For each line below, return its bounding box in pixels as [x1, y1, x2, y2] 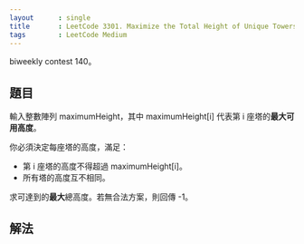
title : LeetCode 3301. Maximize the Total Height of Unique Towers [9, 22, 298, 31]
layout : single [9, 13, 91, 23]
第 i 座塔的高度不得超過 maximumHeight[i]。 [22, 161, 187, 172]
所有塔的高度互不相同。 [22, 172, 110, 183]
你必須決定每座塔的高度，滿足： [9, 142, 128, 152]
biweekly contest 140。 [9, 56, 97, 67]
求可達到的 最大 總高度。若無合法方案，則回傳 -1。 [9, 191, 194, 202]
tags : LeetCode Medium [9, 30, 128, 39]
